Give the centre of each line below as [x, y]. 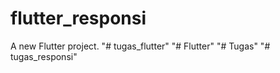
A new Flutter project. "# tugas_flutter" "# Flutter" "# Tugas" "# [140, 46]
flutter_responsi [78, 18]
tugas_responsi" [44, 56]
